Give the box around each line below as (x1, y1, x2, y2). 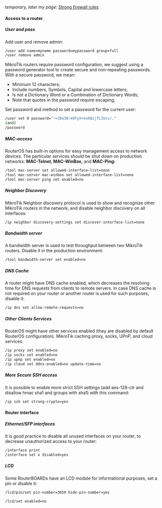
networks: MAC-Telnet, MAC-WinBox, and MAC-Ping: (5, 158, 116, 164)
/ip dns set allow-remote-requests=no (5, 305, 84, 310)
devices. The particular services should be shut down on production (5, 153, 142, 159)
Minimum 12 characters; (12, 82, 61, 88)
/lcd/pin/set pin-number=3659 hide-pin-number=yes (5, 490, 110, 495)
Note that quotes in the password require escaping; (12, 97, 115, 103)
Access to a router (5, 15, 43, 21)
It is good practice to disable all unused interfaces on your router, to (5, 433, 141, 439)
